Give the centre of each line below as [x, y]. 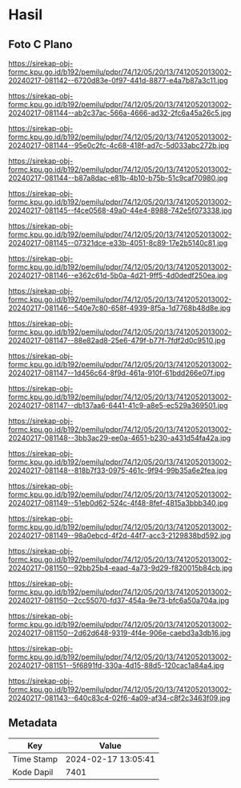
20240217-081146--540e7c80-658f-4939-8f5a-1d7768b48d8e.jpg [119, 308]
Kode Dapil [33, 772]
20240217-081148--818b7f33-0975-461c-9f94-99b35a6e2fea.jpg [118, 470]
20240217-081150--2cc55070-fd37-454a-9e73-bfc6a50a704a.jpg [119, 600]
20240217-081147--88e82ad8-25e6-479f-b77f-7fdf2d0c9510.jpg [117, 340]
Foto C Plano [40, 44]
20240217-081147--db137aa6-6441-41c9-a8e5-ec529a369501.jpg [118, 405]
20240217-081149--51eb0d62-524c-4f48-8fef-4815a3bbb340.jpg [118, 503]
